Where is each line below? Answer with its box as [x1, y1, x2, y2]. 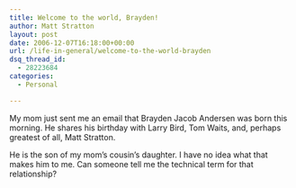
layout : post [9, 30, 58, 39]
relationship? [9, 168, 57, 179]
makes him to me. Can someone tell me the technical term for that [9, 158, 254, 169]
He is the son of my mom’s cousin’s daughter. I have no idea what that [9, 149, 268, 160]
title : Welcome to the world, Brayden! [9, 13, 159, 22]
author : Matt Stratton [9, 22, 94, 31]
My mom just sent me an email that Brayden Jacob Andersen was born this [9, 112, 288, 123]
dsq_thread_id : [9, 55, 67, 64]
